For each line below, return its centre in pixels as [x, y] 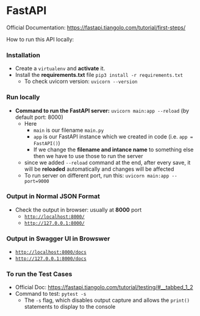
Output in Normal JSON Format [53, 196]
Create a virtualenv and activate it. [60, 68]
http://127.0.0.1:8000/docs [51, 259]
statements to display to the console [70, 307]
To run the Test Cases [39, 274]
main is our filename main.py [69, 130]
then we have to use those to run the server [88, 156]
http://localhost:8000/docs [51, 253]
